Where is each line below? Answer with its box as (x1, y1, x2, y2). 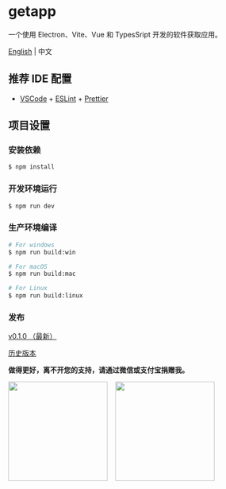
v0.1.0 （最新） (8, 332, 57, 341)
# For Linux (8, 285, 48, 293)
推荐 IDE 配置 (8, 72, 72, 86)
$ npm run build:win (8, 248, 77, 256)
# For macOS (8, 262, 48, 270)
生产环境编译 (8, 222, 58, 233)
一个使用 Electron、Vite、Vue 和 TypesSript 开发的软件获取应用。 (8, 29, 222, 39)
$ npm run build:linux (8, 292, 83, 300)
